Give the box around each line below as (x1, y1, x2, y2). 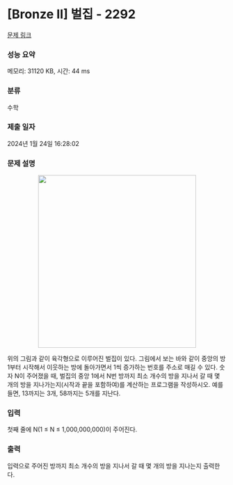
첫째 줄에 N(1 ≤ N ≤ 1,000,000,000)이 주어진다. (7, 425, 138, 434)
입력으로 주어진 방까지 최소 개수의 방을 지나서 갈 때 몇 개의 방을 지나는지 (7, 461, 202, 470)
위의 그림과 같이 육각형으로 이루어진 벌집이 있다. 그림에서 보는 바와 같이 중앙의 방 (7, 354, 226, 363)
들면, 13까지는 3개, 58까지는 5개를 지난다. (7, 389, 121, 397)
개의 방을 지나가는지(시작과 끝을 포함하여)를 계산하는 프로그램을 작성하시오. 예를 (7, 381, 224, 389)
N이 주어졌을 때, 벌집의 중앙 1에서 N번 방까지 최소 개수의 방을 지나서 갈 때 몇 (14, 372, 220, 380)
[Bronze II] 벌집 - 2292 (7, 6, 136, 22)
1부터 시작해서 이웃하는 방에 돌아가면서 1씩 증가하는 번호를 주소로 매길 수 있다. (7, 363, 218, 372)
